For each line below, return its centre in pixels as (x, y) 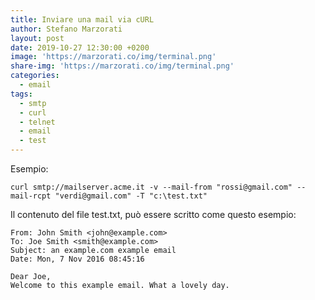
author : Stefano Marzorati (66, 29)
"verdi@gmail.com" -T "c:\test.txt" (131, 196)
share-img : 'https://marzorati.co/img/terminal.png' (122, 66)
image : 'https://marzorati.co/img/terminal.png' (113, 57)
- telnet (37, 122)
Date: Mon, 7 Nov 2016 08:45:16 (77, 259)
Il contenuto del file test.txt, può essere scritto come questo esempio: (153, 214)
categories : (35, 76)
